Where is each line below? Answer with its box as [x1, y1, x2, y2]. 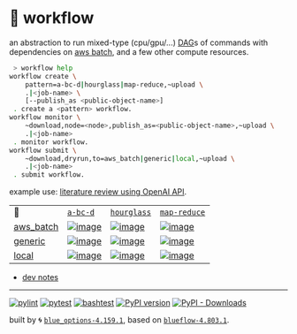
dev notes [21, 272, 59, 283]
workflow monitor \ [9, 113, 81, 122]
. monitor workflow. [12, 137, 89, 147]
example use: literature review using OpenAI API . [9, 186, 187, 197]
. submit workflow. [12, 171, 86, 179]
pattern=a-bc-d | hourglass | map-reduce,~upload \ [25, 80, 203, 89]
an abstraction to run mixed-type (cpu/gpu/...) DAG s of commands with [9, 37, 268, 48]
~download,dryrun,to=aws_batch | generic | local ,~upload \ [25, 154, 236, 163]
